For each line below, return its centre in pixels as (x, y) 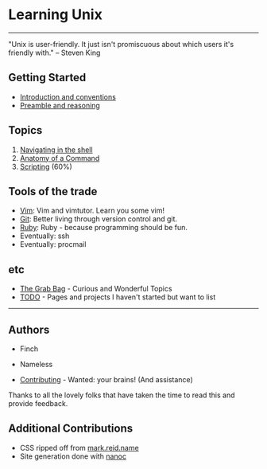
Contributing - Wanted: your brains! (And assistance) (106, 379)
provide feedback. (38, 403)
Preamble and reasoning (60, 105)
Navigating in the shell (56, 150)
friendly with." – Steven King (54, 53)
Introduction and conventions (68, 96)
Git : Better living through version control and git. (98, 219)
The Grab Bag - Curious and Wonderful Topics (96, 289)
